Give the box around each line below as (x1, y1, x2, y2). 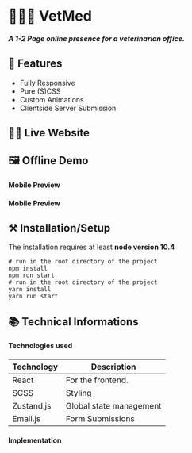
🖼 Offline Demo (8, 154, 89, 167)
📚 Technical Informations (8, 315, 139, 328)
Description (90, 361, 136, 372)
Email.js (12, 413, 41, 424)
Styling (66, 387, 92, 398)
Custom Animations (19, 94, 85, 104)
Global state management (66, 400, 162, 411)
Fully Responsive (19, 78, 75, 87)
